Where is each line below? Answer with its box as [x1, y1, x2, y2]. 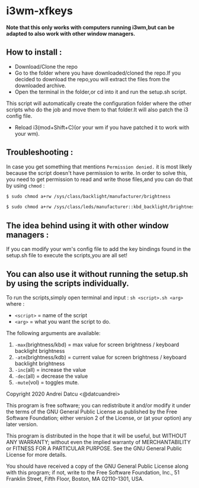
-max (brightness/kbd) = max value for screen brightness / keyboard [14, 341, 179, 348]
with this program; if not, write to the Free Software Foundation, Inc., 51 [6, 468, 179, 476]
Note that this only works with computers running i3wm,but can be [6, 24, 175, 31]
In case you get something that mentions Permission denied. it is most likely [6, 163, 192, 170]
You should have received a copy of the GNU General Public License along [6, 463, 188, 470]
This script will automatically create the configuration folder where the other [6, 100, 192, 107]
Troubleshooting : [6, 147, 73, 158]
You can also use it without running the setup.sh [6, 269, 188, 279]
